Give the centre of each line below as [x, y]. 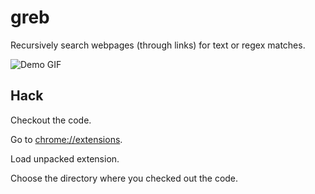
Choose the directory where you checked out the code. [124, 178]
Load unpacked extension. [65, 158]
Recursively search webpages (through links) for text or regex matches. [158, 45]
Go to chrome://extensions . [66, 139]
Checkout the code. [51, 120]
